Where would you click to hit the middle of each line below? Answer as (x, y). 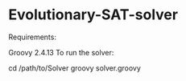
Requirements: (32, 37)
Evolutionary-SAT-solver (93, 15)
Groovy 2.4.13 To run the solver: (61, 52)
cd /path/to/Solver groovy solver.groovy (74, 68)
